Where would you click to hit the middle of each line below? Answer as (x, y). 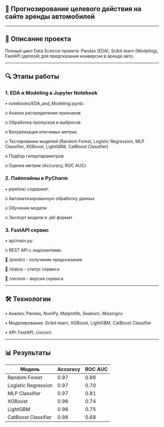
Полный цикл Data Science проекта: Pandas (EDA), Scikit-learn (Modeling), (82, 51)
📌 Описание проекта (38, 39)
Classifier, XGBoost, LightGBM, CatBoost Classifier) (57, 147)
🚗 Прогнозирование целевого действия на (73, 9)
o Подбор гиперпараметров (34, 156)
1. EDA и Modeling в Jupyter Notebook (51, 92)
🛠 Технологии (28, 299)
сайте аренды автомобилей (50, 17)
